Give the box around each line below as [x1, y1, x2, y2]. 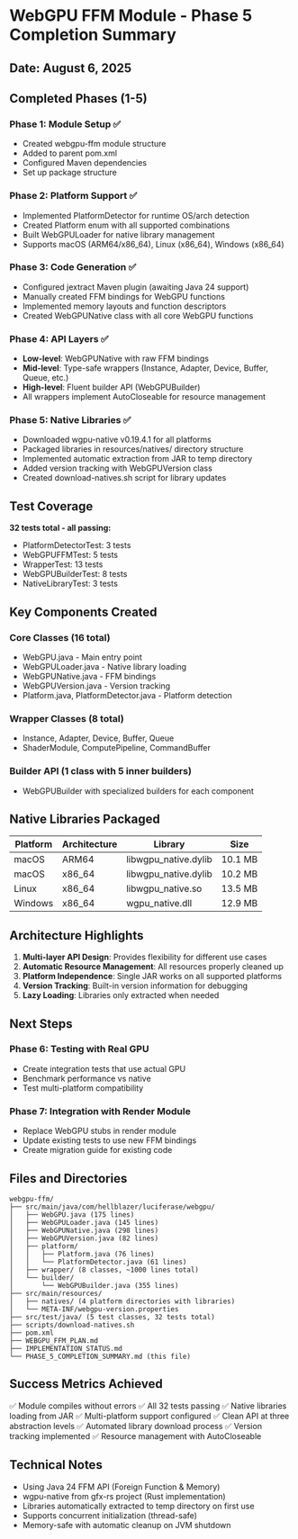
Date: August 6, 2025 [9, 60, 132, 76]
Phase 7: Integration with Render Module [9, 1104, 191, 1117]
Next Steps [9, 1016, 73, 1031]
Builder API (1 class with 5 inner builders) [9, 765, 192, 778]
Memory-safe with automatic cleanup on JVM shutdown [22, 1519, 231, 1530]
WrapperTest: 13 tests [22, 559, 104, 570]
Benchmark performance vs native [22, 1073, 151, 1084]
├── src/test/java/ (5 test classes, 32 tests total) [9, 1312, 216, 1321]
